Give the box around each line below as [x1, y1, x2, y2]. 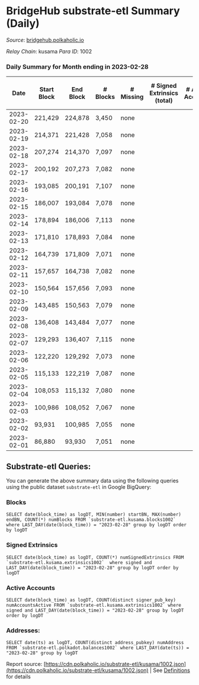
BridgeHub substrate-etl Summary [6, 4, 181, 18]
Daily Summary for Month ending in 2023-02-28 [6, 62, 149, 71]
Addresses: [6, 626, 40, 635]
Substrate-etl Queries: [6, 461, 91, 472]
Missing [120, 93, 144, 101]
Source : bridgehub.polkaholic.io [6, 36, 84, 43]
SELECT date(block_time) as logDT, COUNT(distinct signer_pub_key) [6, 597, 176, 603]
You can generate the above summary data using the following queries [6, 477, 179, 484]
